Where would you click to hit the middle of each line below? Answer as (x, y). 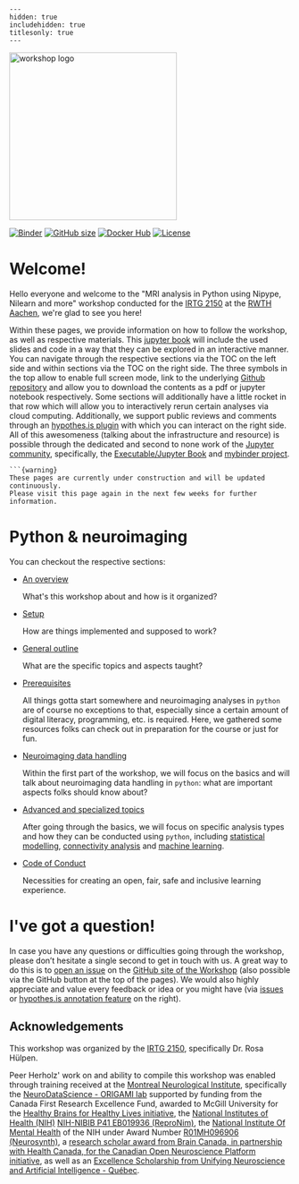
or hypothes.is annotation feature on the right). (95, 998)
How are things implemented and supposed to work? (119, 631)
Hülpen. (24, 1058)
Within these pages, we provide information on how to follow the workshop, (148, 330)
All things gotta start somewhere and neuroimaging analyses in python (151, 700)
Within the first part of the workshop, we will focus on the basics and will (156, 773)
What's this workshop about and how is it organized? (120, 596)
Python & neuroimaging (99, 537)
